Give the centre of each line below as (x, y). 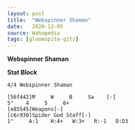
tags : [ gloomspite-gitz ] (43, 39)
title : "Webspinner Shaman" (49, 20)
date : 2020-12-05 (35, 26)
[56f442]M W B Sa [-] (62, 98)
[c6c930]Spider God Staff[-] (49, 115)
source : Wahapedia (34, 33)
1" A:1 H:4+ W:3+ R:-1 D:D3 (68, 122)
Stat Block (22, 73)
